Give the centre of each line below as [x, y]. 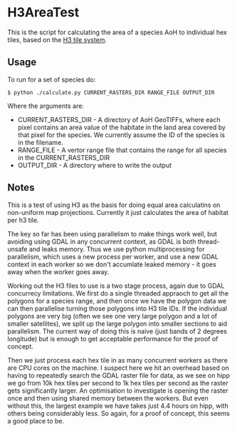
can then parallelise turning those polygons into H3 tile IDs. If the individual [117, 308]
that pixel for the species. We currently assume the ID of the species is [121, 135]
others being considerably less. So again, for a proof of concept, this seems [118, 413]
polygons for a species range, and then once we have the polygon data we [117, 301]
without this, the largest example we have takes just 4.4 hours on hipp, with [118, 406]
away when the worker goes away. [58, 271]
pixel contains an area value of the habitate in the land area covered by [122, 127]
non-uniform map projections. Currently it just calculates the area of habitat [118, 212]
